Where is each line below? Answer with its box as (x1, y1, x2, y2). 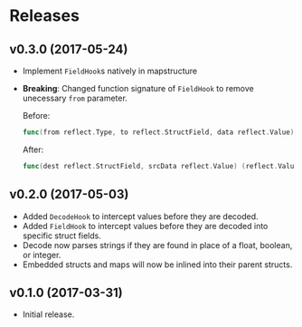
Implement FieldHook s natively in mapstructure (22, 65, 197, 76)
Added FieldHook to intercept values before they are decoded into (22, 220, 269, 231)
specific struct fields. (22, 230, 101, 241)
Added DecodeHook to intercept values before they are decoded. (22, 210, 260, 222)
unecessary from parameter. (22, 92, 128, 103)
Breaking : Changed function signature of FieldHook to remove (22, 83, 255, 93)
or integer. (22, 249, 61, 260)
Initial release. (22, 309, 75, 320)
